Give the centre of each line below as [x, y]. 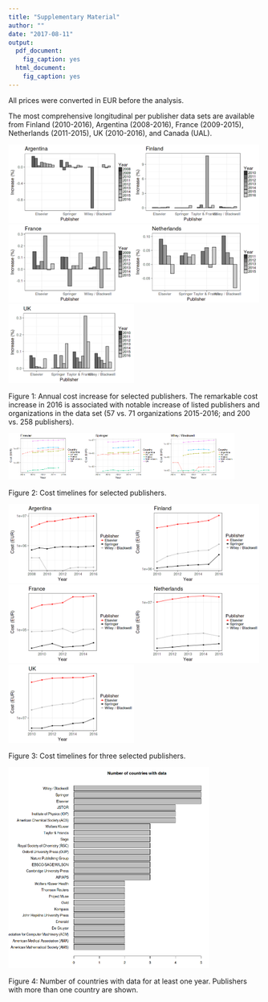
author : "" [26, 25]
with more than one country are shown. [73, 990]
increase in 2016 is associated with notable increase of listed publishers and [134, 404]
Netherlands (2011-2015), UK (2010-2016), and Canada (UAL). [110, 133]
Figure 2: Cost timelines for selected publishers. [87, 493]
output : [21, 43]
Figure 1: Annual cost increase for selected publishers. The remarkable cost [133, 396]
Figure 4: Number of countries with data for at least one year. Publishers [128, 981]
